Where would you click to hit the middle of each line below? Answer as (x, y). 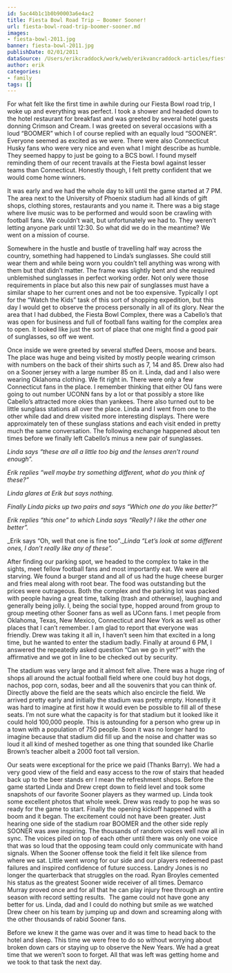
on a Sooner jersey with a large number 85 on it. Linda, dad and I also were (114, 372)
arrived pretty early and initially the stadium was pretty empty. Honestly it (112, 700)
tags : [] (20, 84)
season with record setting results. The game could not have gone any (108, 898)
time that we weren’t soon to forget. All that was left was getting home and (113, 955)
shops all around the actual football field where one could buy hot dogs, (109, 678)
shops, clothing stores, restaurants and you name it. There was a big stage (113, 206)
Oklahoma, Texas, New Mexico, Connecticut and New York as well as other (114, 621)
